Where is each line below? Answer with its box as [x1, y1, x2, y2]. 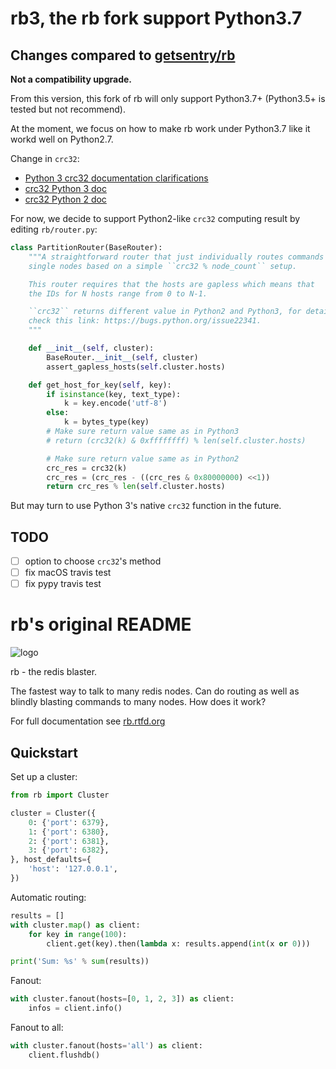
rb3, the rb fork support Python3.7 [10, 7, 303, 30]
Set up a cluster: [10, 771, 78, 782]
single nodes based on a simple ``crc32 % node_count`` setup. [28, 261, 298, 271]
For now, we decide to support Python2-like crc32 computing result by [10, 213, 301, 224]
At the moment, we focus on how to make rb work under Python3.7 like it [10, 123, 311, 134]
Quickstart [10, 744, 79, 761]
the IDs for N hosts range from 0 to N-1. [28, 288, 208, 299]
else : [46, 408, 70, 418]
